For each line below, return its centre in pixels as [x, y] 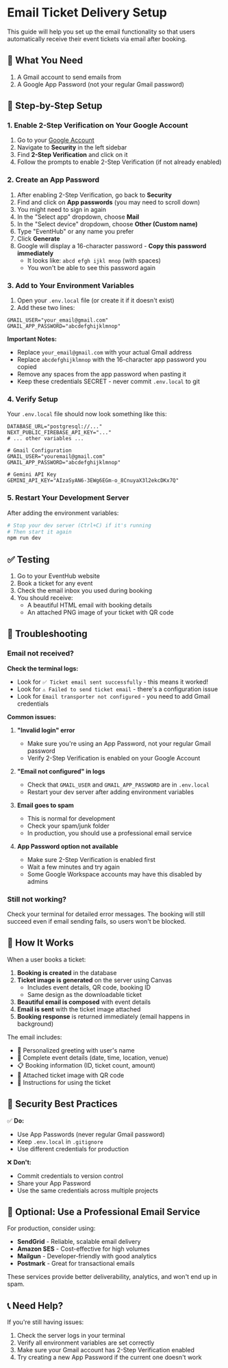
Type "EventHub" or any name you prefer [75, 231]
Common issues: [32, 717]
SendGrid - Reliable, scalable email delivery [79, 1242]
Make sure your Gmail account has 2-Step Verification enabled [106, 1350]
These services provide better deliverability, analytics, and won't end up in [112, 1277]
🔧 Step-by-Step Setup [55, 106]
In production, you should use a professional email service [110, 833]
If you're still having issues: [46, 1322]
